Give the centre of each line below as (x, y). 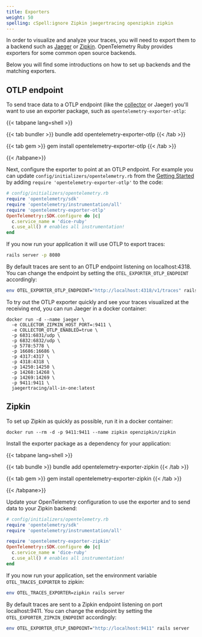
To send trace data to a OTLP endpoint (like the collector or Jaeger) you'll (97, 105)
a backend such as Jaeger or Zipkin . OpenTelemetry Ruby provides (90, 46)
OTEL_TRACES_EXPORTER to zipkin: (45, 582)
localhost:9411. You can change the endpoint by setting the (79, 610)
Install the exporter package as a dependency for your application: (89, 443)
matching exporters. (31, 71)
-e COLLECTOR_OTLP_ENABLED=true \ (55, 330)
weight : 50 (20, 17)
